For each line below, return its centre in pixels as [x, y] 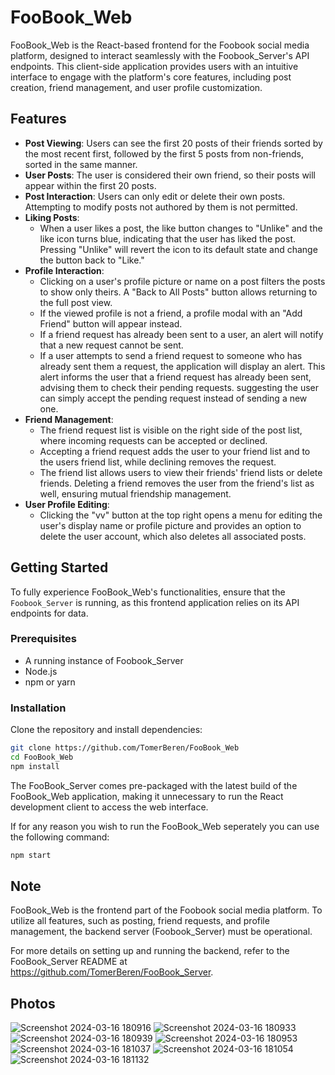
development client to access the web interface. [109, 807]
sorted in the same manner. [81, 164]
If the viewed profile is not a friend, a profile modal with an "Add [171, 313]
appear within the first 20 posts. [90, 185]
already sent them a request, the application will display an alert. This [182, 366]
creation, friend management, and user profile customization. [136, 87]
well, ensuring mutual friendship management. [135, 493]
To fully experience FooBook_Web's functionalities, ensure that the [148, 592]
